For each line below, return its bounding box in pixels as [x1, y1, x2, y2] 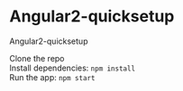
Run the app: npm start [9, 71, 96, 82]
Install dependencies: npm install [9, 62, 136, 73]
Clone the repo [9, 53, 65, 63]
